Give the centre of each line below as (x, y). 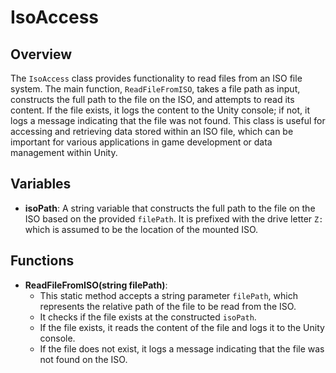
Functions (42, 261)
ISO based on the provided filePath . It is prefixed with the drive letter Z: (174, 218)
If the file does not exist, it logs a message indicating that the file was (182, 348)
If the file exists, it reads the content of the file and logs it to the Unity (182, 327)
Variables (41, 184)
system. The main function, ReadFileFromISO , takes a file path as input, (155, 89)
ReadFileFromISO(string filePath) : (96, 285)
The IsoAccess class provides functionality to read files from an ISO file (156, 78)
